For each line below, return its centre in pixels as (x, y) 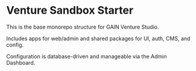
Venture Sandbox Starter (70, 10)
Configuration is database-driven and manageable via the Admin (87, 56)
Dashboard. (21, 63)
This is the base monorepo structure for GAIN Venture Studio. (83, 27)
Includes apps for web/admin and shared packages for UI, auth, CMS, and (98, 38)
